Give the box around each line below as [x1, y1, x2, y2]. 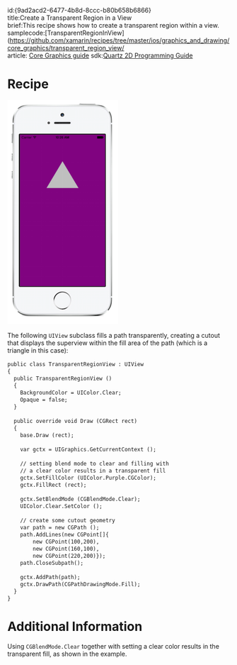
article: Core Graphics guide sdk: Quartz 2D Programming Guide [7, 51, 193, 60]
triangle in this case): [7, 346, 69, 354]
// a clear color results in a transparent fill [20, 467, 166, 474]
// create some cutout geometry [20, 517, 115, 524]
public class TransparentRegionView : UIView [7, 361, 144, 368]
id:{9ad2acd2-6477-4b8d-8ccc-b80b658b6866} [7, 6, 152, 14]
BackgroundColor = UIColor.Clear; [20, 389, 122, 396]
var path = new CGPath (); [20, 524, 100, 531]
